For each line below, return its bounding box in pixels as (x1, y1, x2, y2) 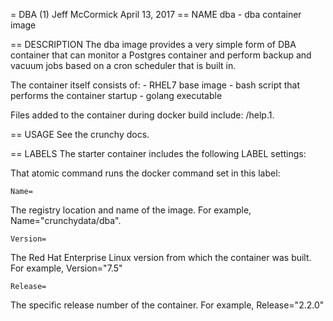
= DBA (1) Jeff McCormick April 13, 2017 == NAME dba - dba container (10, 9, 302, 20)
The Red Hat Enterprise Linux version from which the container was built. (10, 252, 312, 263)
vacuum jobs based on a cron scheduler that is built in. (10, 60, 237, 71)
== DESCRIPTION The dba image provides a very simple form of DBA (10, 39, 297, 50)
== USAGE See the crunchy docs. (10, 129, 150, 140)
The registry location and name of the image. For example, (10, 204, 252, 216)
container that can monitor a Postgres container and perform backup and (10, 49, 312, 61)
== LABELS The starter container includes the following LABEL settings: (10, 148, 307, 159)
